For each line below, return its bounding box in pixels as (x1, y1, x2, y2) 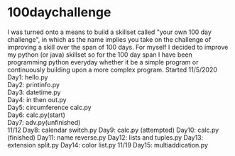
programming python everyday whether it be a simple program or (7, 57, 199, 66)
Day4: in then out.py (7, 95, 67, 104)
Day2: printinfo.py (7, 80, 60, 89)
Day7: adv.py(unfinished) (7, 118, 81, 126)
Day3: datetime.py (7, 88, 61, 96)
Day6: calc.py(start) (7, 111, 66, 119)
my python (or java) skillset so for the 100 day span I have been (7, 50, 193, 59)
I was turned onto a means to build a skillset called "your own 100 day (7, 28, 212, 36)
